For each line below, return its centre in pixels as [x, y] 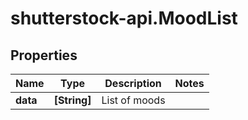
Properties [44, 55]
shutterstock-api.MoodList [124, 18]
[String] [72, 100]
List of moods [133, 100]
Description [133, 83]
